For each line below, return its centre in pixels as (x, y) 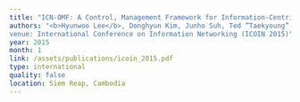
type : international (48, 67)
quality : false (37, 75)
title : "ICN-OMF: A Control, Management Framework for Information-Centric (153, 17)
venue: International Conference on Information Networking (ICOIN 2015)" (151, 34)
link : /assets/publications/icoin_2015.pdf (92, 59)
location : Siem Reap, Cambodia (67, 83)
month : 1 (25, 51)
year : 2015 (29, 42)
